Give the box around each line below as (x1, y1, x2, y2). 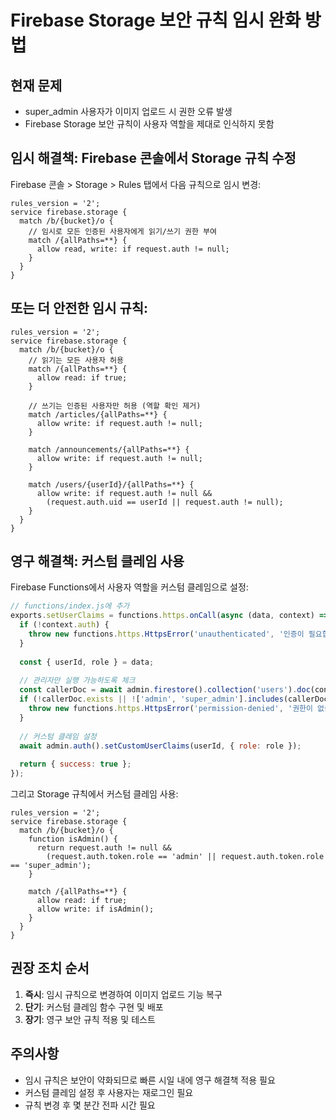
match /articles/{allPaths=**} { (28, 409, 168, 420)
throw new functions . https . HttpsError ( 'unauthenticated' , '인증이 (28, 629, 305, 640)
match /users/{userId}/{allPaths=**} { (28, 479, 195, 490)
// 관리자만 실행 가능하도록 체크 (19, 676, 136, 686)
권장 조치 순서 (10, 960, 90, 977)
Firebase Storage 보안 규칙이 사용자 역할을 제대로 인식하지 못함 (24, 118, 275, 130)
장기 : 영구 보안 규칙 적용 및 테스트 (24, 1013, 156, 1025)
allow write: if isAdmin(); (36, 904, 155, 915)
